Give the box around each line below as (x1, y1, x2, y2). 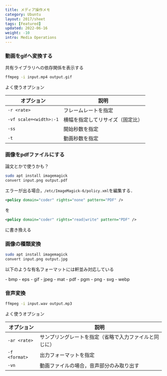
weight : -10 (5, 30, 30, 35)
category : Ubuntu (5, 12, 41, 17)
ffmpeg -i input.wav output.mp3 (5, 301, 72, 306)
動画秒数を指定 (63, 135, 98, 142)
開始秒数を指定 (63, 125, 98, 132)
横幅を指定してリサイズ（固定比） (63, 117, 143, 124)
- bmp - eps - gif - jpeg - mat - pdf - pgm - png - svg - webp (5, 276, 130, 282)
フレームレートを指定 (63, 107, 113, 114)
